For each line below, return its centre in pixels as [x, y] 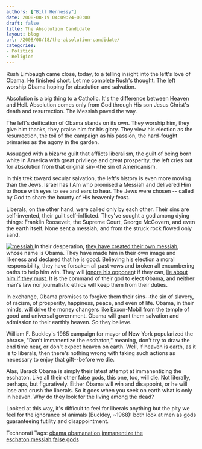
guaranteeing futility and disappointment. [57, 421]
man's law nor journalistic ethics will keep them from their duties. [87, 284]
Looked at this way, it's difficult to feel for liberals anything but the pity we [98, 408]
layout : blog [23, 34]
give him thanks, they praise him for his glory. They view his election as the [99, 129]
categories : [21, 46]
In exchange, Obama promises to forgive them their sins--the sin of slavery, [100, 297]
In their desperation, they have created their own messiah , [106, 246]
